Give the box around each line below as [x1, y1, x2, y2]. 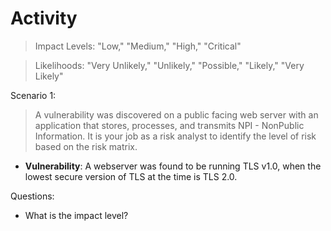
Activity [10, 7, 78, 30]
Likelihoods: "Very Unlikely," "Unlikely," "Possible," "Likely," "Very [34, 59, 305, 71]
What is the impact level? [24, 209, 129, 221]
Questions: [10, 190, 55, 202]
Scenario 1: [10, 89, 57, 101]
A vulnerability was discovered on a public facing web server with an [34, 108, 319, 121]
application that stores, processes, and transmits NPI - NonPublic [34, 119, 305, 131]
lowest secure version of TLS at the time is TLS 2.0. [24, 170, 238, 182]
